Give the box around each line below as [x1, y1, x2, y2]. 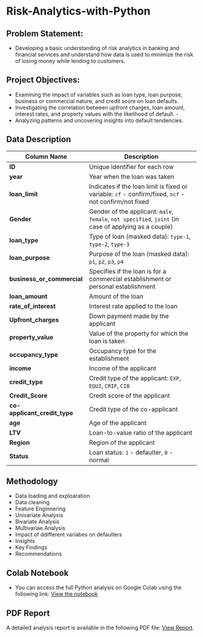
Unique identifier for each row [89, 162, 174, 171]
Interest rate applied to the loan [89, 302, 178, 310]
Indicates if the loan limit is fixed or [89, 182, 188, 190]
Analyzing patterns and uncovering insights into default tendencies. [14, 116, 184, 124]
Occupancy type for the [89, 347, 156, 355]
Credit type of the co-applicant [89, 405, 178, 413]
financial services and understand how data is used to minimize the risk [14, 51, 193, 58]
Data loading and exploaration [14, 492, 91, 499]
